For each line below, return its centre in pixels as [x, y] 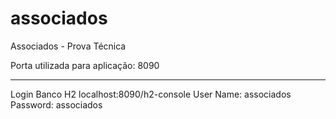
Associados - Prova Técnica [68, 46]
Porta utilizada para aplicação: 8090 [85, 65]
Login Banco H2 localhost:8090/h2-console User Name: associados [151, 94]
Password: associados [56, 104]
